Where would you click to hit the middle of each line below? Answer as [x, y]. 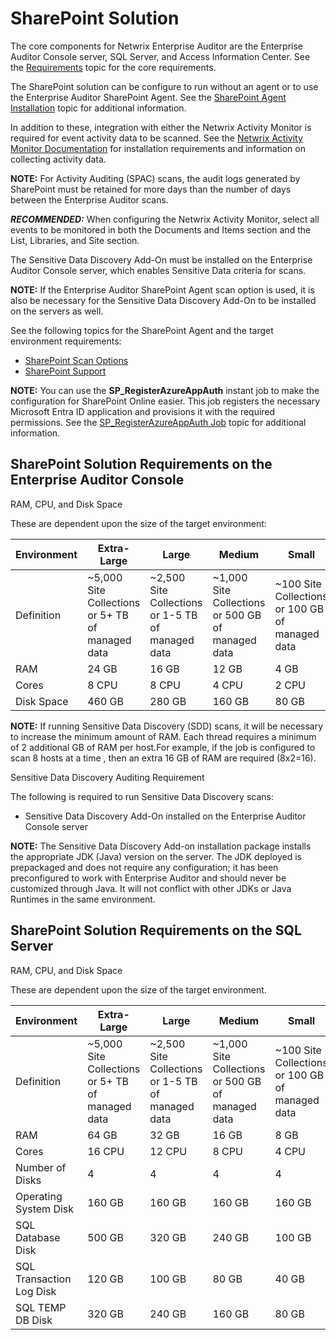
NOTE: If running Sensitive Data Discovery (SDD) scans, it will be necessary [167, 726]
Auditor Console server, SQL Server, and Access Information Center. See [160, 56]
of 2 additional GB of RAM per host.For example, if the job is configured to [163, 747]
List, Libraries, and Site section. [75, 240]
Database [38, 1237]
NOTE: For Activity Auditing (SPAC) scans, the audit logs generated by [155, 178]
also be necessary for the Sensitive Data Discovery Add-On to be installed [163, 300]
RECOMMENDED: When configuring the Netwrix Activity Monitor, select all [165, 219]
